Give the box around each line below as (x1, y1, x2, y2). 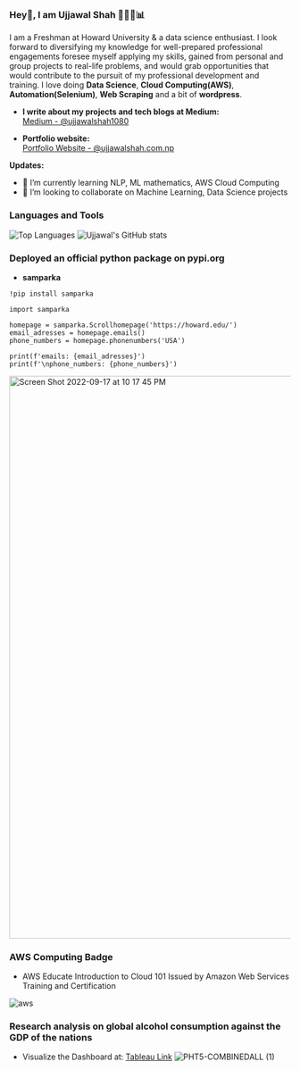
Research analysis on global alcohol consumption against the (9, 1020, 281, 1032)
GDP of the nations (9, 1032, 93, 1044)
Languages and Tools (9, 209, 104, 222)
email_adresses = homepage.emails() (9, 328, 146, 338)
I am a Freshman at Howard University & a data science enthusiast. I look (9, 32, 278, 43)
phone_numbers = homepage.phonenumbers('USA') (9, 336, 186, 345)
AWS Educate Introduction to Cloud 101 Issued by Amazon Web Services (21, 971, 290, 982)
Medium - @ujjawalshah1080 (21, 116, 129, 127)
